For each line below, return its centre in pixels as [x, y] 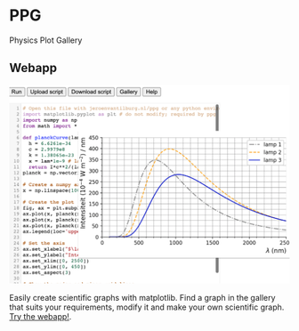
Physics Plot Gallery [46, 40]
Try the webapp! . [40, 316]
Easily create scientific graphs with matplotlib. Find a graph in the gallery [142, 297]
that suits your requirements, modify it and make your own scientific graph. [147, 307]
